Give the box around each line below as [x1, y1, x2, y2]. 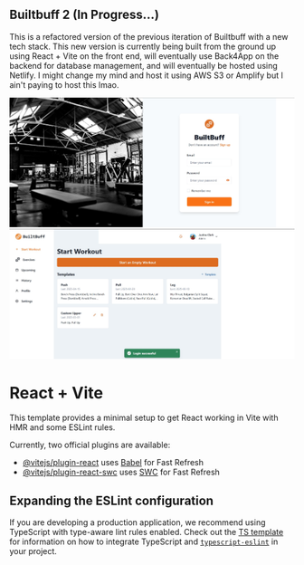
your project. [9, 546, 57, 557]
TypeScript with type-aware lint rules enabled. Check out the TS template [9, 527, 284, 538]
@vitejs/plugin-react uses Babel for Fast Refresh [22, 457, 204, 468]
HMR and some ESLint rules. [9, 422, 116, 433]
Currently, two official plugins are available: [9, 439, 171, 451]
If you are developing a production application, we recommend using [9, 517, 266, 528]
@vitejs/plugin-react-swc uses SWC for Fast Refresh [22, 466, 220, 478]
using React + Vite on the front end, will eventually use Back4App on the [9, 50, 280, 62]
